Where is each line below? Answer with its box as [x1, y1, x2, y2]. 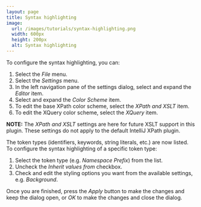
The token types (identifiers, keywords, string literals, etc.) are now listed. [6, 138, 189, 146]
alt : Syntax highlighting [11, 43, 77, 49]
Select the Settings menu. [14, 76, 79, 84]
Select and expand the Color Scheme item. [14, 96, 122, 103]
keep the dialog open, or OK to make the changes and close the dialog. [6, 194, 182, 201]
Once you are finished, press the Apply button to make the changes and [6, 187, 185, 194]
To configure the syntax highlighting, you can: [6, 58, 120, 66]
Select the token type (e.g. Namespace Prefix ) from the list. [14, 156, 163, 164]
